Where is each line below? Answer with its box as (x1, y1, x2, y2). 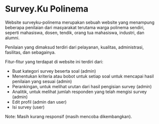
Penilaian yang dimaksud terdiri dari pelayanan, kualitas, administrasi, (5, 44, 144, 50)
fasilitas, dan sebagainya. (5, 49, 56, 55)
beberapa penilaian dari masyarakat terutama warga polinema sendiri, (5, 24, 145, 30)
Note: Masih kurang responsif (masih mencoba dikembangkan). (5, 113, 132, 119)
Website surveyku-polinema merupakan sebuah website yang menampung (5, 19, 155, 25)
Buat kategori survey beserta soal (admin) (12, 68, 96, 74)
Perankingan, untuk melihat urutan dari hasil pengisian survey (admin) (12, 83, 152, 89)
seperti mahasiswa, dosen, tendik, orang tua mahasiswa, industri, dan (5, 30, 144, 35)
